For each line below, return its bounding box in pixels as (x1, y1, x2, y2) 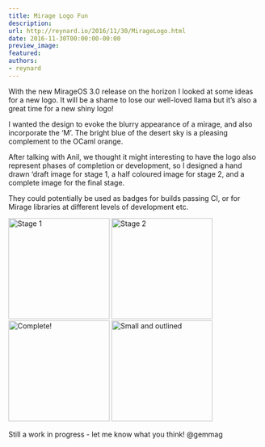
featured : (8, 49, 42, 57)
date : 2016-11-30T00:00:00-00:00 (8, 34, 121, 43)
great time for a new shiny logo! (8, 103, 115, 113)
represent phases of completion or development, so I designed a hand (8, 161, 242, 170)
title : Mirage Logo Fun (8, 11, 89, 20)
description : (8, 19, 53, 27)
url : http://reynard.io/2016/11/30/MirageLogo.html (8, 27, 186, 35)
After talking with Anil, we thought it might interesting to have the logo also (8, 152, 257, 161)
